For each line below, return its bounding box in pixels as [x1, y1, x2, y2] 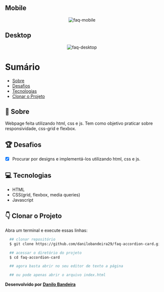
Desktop [5, 31, 32, 40]
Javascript [12, 197, 34, 203]
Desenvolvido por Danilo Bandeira [5, 282, 76, 288]
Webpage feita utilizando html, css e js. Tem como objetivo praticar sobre [5, 120, 153, 127]
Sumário [5, 61, 40, 73]
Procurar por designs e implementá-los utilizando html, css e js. [12, 156, 141, 162]
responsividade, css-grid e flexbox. [5, 126, 77, 132]
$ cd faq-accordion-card [9, 255, 60, 260]
